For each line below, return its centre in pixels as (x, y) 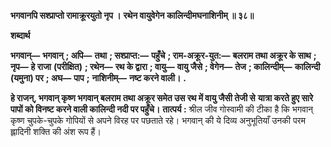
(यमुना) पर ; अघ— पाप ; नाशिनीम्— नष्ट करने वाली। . (98, 78)
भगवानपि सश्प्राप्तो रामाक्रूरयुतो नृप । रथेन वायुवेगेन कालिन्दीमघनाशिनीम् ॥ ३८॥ (132, 15)
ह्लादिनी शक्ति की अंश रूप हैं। (56, 131)
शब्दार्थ (20, 35)
